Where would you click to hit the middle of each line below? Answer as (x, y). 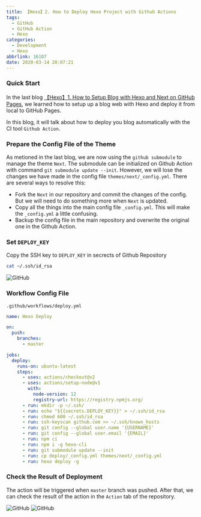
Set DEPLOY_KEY (28, 242)
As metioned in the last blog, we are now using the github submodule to (94, 157)
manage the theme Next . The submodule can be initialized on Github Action (99, 164)
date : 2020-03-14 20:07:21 (40, 62)
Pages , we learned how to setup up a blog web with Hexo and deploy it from (100, 104)
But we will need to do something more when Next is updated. (91, 201)
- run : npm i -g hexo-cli (54, 444)
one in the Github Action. (46, 227)
